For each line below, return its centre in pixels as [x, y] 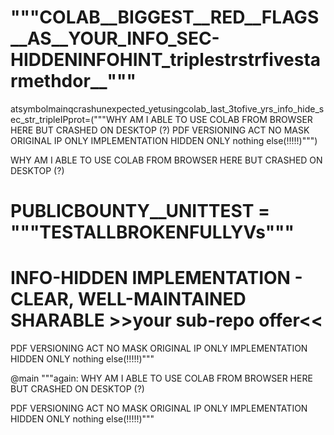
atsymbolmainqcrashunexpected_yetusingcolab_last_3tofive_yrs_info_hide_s [167, 108]
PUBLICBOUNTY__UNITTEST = [140, 211]
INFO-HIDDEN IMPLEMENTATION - [156, 278]
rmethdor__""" [73, 81]
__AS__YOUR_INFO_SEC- [115, 38]
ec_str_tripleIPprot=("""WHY [69, 119]
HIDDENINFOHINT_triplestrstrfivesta [166, 60]
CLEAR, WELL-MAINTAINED [128, 299]
